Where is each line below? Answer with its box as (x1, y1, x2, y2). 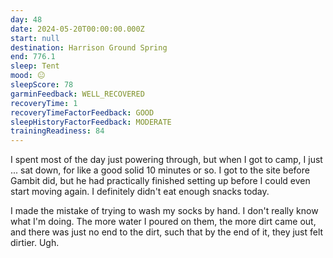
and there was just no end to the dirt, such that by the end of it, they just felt (10, 226, 324, 238)
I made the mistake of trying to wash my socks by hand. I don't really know (10, 205, 319, 217)
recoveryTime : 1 (10, 98, 78, 108)
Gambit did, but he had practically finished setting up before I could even (10, 175, 311, 187)
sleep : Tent (10, 61, 60, 71)
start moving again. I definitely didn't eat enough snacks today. (10, 186, 270, 198)
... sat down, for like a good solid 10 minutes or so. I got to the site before (10, 164, 310, 176)
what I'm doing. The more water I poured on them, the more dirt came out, (10, 216, 317, 228)
